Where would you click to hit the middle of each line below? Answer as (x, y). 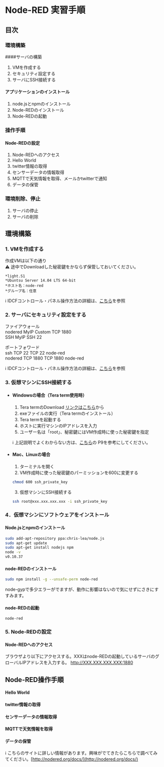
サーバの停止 (25, 210)
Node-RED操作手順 (34, 680)
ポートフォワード (22, 347)
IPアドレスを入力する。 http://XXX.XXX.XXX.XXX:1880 (78, 663)
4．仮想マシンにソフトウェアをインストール (57, 515)
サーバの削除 (25, 217)
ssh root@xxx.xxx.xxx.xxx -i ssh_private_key (60, 501)
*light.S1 (15, 276)
